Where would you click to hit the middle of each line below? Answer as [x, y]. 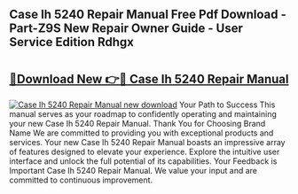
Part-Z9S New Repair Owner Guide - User [126, 29]
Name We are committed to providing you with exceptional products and [141, 133]
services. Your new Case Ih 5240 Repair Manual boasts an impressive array [147, 142]
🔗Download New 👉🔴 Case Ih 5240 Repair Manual [149, 79]
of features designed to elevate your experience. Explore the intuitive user [145, 151]
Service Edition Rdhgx [72, 42]
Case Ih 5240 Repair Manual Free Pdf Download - [148, 15]
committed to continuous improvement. [81, 180]
